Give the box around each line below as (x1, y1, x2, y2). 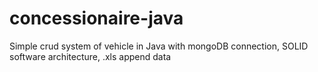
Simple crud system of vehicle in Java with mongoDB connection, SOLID (9, 40, 309, 52)
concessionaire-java (9, 7, 184, 30)
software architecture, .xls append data (9, 50, 172, 62)
